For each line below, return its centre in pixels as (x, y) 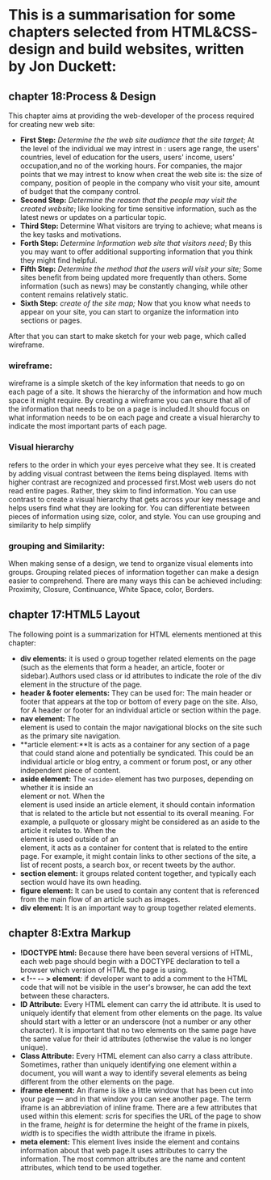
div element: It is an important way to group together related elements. (138, 907)
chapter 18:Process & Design (82, 96)
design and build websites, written (126, 49)
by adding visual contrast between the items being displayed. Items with (128, 473)
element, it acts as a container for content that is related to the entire (134, 848)
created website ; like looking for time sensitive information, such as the (138, 209)
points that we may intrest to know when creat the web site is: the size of (141, 174)
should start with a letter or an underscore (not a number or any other (135, 1021)
